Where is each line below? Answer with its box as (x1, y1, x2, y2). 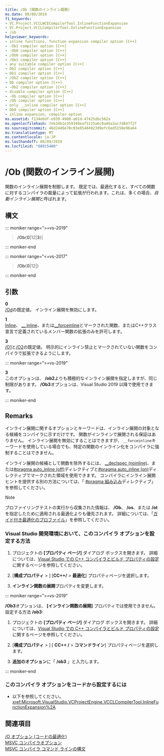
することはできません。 (9, 450, 57, 456)
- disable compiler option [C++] (5, 89, 73, 94)
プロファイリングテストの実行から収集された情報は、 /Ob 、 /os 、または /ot (5, 505, 158, 511)
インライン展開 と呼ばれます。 (9, 195, 70, 201)
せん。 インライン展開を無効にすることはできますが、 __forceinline (13, 438, 152, 443)
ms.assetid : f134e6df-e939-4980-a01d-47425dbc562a (5, 116, 111, 122)
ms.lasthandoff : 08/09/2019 (5, 139, 63, 145)
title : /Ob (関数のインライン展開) (5, 7, 70, 12)
